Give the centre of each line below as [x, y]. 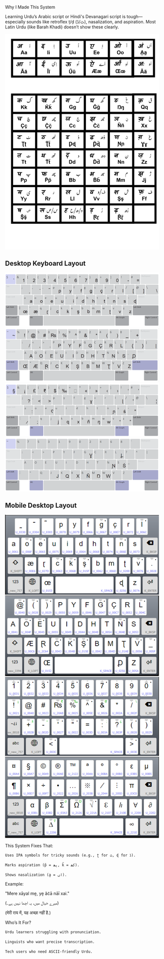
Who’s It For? [18, 922]
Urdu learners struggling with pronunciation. [53, 932]
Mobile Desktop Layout [41, 505]
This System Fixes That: [29, 845]
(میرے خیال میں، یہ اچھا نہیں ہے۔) [32, 903]
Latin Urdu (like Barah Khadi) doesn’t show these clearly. [62, 27]
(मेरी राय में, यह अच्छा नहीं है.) [28, 912]
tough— [135, 16]
